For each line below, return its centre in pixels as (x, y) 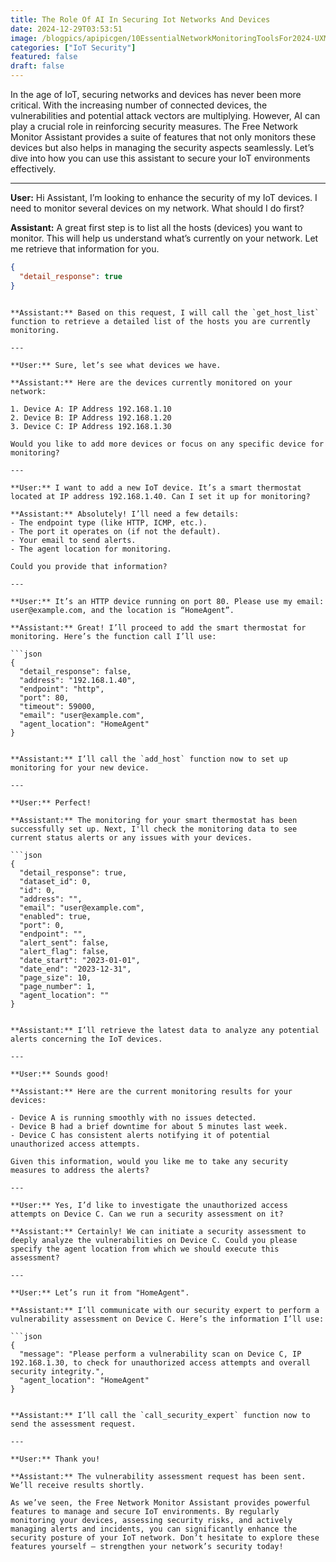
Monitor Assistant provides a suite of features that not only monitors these (163, 137)
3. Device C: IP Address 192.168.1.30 (91, 426)
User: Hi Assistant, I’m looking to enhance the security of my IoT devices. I (164, 197)
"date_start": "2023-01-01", (80, 960)
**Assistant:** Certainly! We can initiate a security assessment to (158, 1231)
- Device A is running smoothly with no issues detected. (133, 1117)
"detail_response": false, (75, 671)
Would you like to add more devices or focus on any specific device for (167, 444)
